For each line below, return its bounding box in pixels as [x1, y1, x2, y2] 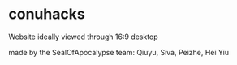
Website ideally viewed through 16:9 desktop [8, 32, 158, 41]
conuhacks [8, 5, 85, 24]
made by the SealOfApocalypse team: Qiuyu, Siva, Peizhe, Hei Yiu [8, 47, 230, 57]
